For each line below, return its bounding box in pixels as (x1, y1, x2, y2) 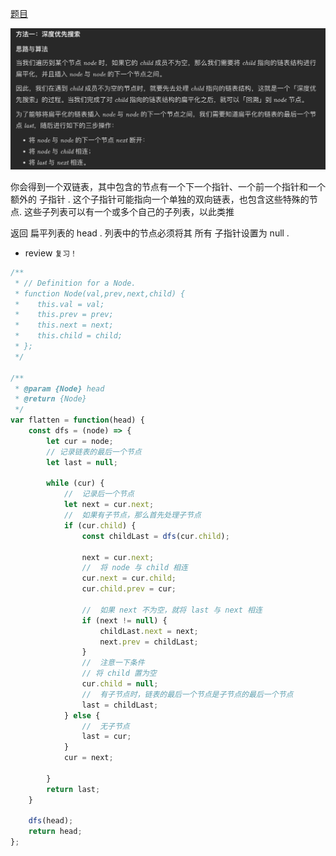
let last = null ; (46, 457, 118, 467)
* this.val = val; (14, 299, 105, 309)
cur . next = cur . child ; (81, 573, 177, 584)
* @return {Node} (14, 394, 87, 404)
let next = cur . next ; (63, 500, 155, 510)
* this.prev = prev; (14, 310, 114, 320)
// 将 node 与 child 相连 (81, 563, 188, 573)
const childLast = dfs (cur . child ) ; (81, 531, 230, 541)
